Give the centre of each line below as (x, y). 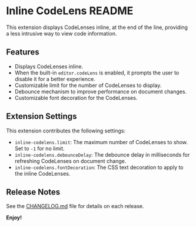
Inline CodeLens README (70, 11)
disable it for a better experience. (55, 79)
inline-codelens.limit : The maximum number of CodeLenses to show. (101, 142)
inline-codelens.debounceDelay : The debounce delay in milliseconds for (102, 154)
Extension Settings (41, 116)
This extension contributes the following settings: (66, 131)
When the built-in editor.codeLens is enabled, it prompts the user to (97, 73)
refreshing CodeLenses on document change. (70, 161)
